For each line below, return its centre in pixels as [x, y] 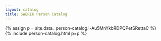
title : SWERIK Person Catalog [36, 14]
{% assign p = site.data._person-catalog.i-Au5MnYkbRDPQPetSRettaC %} [81, 28]
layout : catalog [22, 10]
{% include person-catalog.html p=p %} [46, 33]
